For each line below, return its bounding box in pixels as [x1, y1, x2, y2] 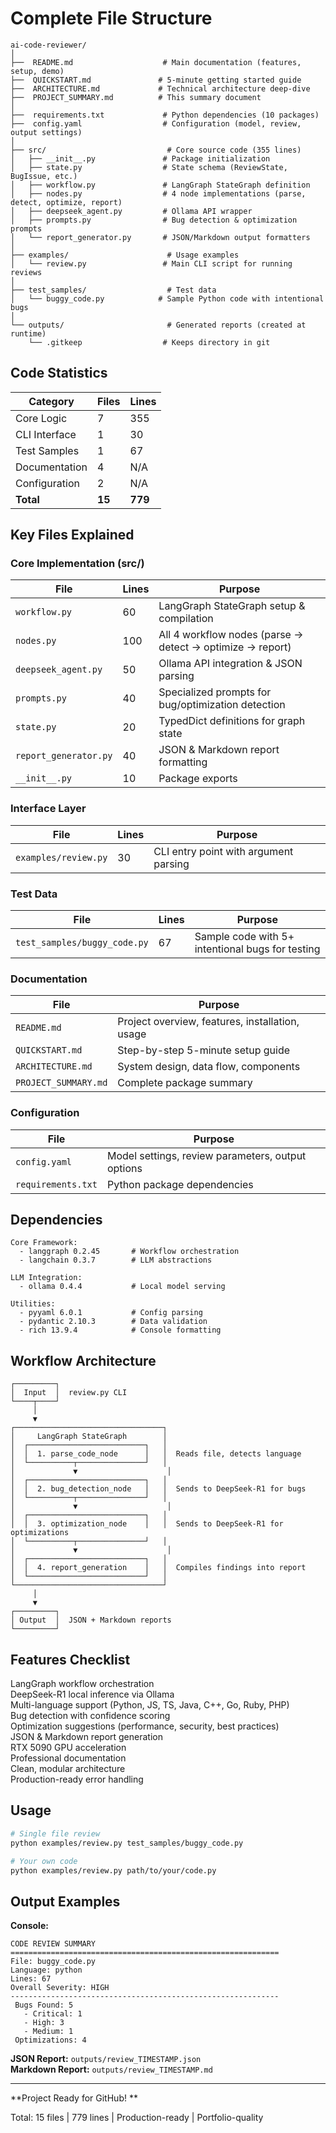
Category [28, 394, 75, 408]
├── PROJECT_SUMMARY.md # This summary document [10, 92, 262, 102]
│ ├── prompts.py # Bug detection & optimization [10, 215, 298, 225]
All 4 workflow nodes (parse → [158, 628, 304, 642]
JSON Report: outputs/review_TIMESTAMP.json [10, 2053, 202, 2065]
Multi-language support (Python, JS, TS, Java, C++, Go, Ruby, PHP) [10, 1699, 290, 1711]
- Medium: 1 [23, 2027, 74, 2037]
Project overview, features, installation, [117, 1015, 300, 1029]
